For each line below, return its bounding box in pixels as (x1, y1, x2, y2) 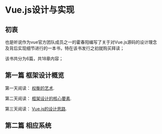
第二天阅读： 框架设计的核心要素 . (5, 96, 72, 101)
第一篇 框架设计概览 (5, 71, 64, 79)
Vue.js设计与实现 (5, 4, 74, 16)
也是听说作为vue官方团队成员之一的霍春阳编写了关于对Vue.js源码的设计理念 (5, 39, 157, 45)
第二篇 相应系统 (5, 121, 52, 130)
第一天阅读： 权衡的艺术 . (5, 85, 54, 91)
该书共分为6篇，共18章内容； (5, 56, 64, 61)
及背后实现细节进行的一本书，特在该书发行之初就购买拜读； (5, 45, 125, 51)
